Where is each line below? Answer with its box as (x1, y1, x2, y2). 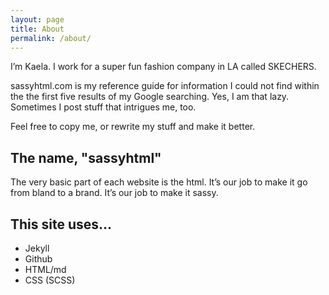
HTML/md (24, 264, 67, 275)
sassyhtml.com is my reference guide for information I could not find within (10, 80, 320, 92)
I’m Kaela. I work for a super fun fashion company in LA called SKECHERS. (10, 61, 317, 73)
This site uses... (10, 216, 113, 233)
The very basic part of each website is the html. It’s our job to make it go (10, 176, 308, 188)
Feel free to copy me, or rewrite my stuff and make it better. (10, 121, 256, 133)
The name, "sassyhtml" (10, 149, 162, 166)
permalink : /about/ (10, 33, 92, 43)
